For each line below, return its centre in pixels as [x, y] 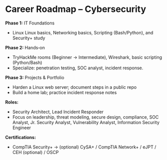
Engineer [22, 128]
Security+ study [29, 38]
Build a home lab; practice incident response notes [65, 92]
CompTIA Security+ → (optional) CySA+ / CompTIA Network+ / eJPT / [84, 147]
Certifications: [21, 137]
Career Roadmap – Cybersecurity [76, 9]
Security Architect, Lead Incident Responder [58, 112]
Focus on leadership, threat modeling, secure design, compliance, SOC [85, 117]
